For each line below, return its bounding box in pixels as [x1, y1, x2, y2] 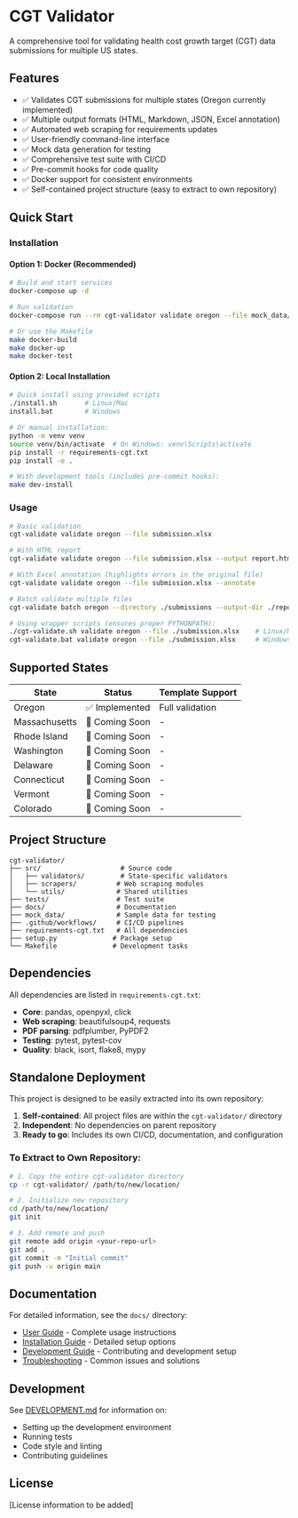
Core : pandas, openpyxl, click [21, 1006, 132, 1017]
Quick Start [9, 211, 74, 226]
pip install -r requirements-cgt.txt [9, 448, 149, 457]
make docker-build [9, 335, 77, 344]
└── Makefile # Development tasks [9, 942, 189, 950]
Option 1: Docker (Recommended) [9, 258, 137, 269]
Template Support [159, 686, 238, 698]
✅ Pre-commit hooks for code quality [21, 163, 159, 174]
